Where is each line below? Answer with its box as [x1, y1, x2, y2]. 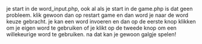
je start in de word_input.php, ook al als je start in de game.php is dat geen [6, 5, 193, 12]
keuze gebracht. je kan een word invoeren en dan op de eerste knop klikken [6, 18, 196, 25]
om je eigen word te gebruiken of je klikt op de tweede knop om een [6, 24, 177, 31]
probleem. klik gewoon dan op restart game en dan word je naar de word [6, 11, 189, 19]
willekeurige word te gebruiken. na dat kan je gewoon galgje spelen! [6, 31, 177, 38]
